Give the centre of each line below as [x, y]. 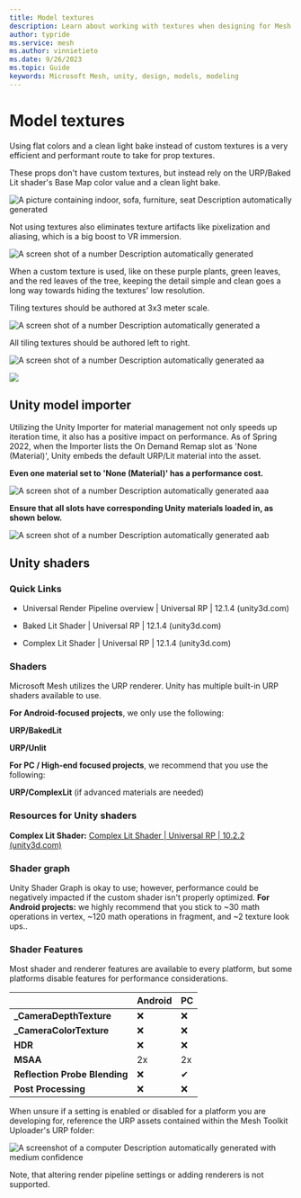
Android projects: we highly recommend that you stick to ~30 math [135, 907]
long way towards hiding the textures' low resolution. [107, 290]
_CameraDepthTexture [63, 1016]
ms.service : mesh [42, 43]
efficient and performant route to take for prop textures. [112, 155]
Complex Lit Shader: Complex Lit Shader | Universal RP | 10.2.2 [127, 835]
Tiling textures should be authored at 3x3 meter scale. [110, 308]
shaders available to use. [55, 696]
